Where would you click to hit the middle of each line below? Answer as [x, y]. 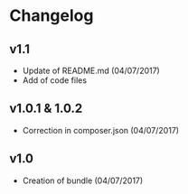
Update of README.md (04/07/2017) [91, 70]
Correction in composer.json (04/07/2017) [100, 130]
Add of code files [55, 80]
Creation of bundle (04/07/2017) [83, 180]
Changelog [52, 16]
